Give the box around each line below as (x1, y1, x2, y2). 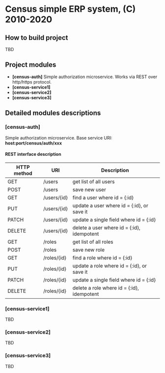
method (14, 170, 33, 176)
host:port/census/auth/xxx (5, 140, 62, 146)
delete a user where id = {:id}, (72, 224, 141, 231)
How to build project (5, 33, 68, 42)
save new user (72, 186, 107, 193)
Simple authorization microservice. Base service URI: (5, 135, 112, 141)
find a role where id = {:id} (72, 254, 133, 261)
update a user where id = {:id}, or (72, 202, 148, 209)
